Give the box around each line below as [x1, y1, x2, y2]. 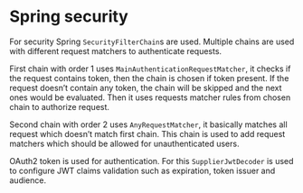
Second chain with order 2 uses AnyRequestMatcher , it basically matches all [9, 119, 288, 130]
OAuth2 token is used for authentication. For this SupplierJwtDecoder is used [9, 155, 294, 166]
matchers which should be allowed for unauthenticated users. [9, 138, 240, 149]
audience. [9, 174, 47, 186]
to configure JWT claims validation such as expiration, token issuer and [9, 165, 276, 176]
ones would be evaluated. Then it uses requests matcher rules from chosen [9, 92, 291, 103]
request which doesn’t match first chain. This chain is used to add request [9, 128, 286, 139]
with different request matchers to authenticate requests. [9, 45, 223, 56]
